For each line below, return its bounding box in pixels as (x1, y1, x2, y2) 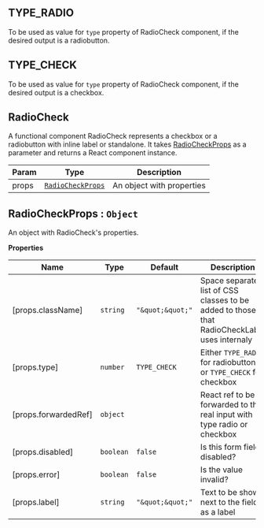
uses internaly (200, 334, 253, 345)
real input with (200, 409, 253, 420)
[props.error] (12, 469, 60, 480)
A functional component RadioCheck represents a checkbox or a (8, 132, 218, 141)
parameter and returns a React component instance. (8, 148, 178, 158)
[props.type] (12, 362, 59, 373)
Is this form (200, 441, 242, 452)
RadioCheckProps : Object (8, 206, 139, 220)
